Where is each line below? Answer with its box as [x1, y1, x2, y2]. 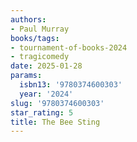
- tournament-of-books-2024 [10, 42, 128, 53]
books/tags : [10, 33, 60, 43]
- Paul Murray [10, 24, 70, 34]
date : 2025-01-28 [10, 61, 83, 71]
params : [10, 71, 43, 81]
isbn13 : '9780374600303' [19, 80, 123, 90]
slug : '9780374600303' [10, 98, 105, 108]
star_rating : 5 [10, 107, 74, 118]
